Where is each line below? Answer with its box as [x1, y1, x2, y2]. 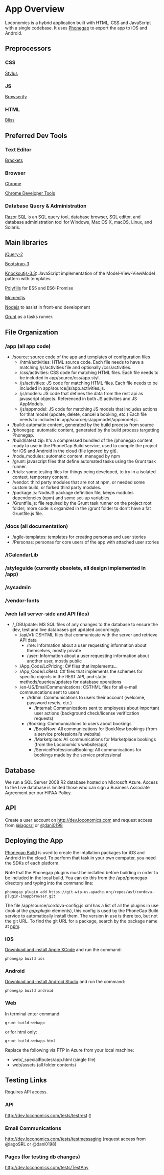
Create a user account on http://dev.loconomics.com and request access [5, 817, 153, 823]
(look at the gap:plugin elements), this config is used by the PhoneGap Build [5, 908, 159, 914]
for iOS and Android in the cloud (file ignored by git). [12, 448, 118, 454]
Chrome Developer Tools [5, 190, 55, 196]
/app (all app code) [5, 343, 51, 349]
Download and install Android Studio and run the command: [5, 979, 126, 985]
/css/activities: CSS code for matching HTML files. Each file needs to [19, 370, 159, 375]
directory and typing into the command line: [5, 880, 94, 886]
